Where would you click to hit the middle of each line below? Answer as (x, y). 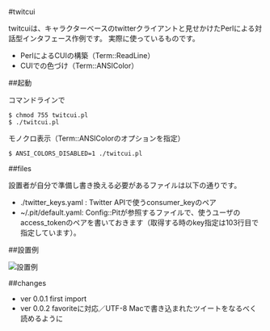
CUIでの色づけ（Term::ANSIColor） (79, 65)
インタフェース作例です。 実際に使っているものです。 (111, 38)
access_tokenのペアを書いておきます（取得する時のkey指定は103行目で (139, 222)
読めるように (41, 318)
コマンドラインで (37, 100)
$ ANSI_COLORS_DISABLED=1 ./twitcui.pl (76, 153)
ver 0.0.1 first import (53, 299)
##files (20, 168)
